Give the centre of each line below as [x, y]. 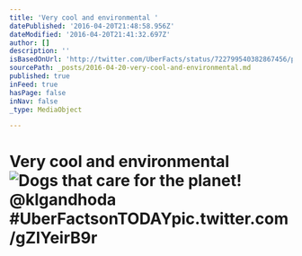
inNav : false [34, 101]
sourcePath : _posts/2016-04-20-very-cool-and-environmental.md [130, 68]
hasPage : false [38, 93]
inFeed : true [34, 84]
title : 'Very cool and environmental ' [84, 18]
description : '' [40, 51]
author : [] [30, 43]
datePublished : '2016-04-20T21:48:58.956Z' [92, 26]
